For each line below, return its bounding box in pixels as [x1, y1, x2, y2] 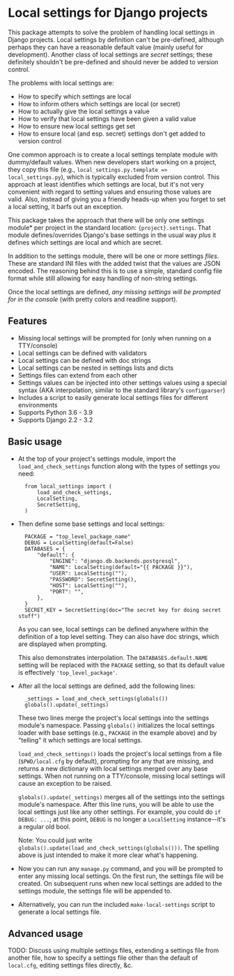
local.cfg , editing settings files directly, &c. [8, 961, 133, 970]
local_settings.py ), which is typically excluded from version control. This [8, 173, 220, 181]
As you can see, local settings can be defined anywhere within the [17, 624, 209, 633]
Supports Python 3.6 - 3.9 [17, 408, 93, 417]
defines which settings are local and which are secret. [8, 238, 163, 246]
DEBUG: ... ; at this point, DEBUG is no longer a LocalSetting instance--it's [17, 814, 226, 823]
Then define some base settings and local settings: [17, 519, 165, 528]
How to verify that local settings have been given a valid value [17, 114, 196, 123]
